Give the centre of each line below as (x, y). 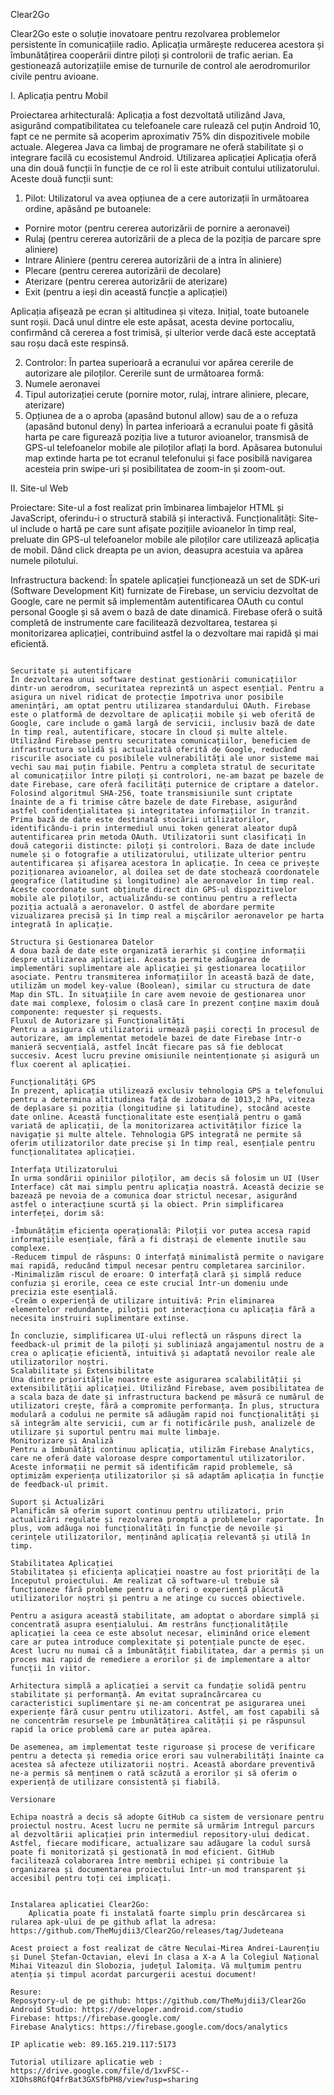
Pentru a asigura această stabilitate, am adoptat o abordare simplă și (165, 1616)
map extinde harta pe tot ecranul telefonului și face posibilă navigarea (168, 458)
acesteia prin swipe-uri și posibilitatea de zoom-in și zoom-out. (155, 468)
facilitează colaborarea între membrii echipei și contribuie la (149, 1861)
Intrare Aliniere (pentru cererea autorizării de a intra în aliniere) (153, 260)
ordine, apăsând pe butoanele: (88, 208)
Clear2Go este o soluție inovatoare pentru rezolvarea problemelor (145, 33)
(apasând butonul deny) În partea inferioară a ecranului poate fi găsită (169, 426)
